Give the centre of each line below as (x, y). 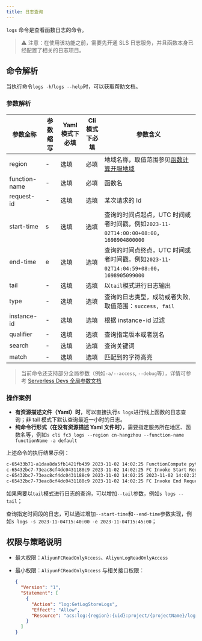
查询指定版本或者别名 (135, 334)
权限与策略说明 (34, 542)
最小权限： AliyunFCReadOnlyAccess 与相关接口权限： (80, 570)
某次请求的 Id (123, 200)
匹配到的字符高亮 (129, 357)
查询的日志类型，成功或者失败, (147, 297)
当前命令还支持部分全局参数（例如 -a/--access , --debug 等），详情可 (103, 373)
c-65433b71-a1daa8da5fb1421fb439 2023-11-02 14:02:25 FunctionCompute (96, 464)
